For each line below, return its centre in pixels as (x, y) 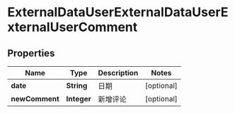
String (77, 85)
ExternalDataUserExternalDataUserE (118, 12)
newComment (35, 99)
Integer (79, 99)
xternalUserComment (73, 27)
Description (118, 73)
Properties (31, 53)
